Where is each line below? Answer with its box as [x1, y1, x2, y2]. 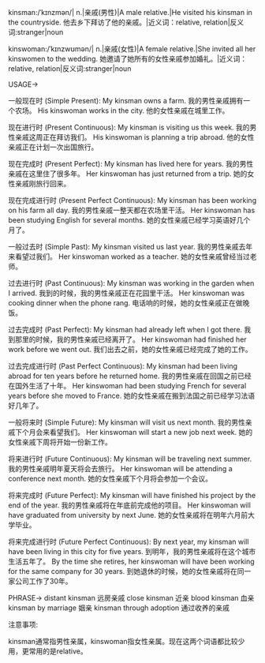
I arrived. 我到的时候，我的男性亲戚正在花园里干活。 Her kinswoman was [8, 288, 245, 298]
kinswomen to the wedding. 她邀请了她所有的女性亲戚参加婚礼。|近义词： [8, 54, 248, 63]
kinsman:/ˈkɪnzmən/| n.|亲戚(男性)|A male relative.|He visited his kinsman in [8, 8, 252, 17]
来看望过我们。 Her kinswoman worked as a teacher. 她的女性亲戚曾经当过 [8, 252, 250, 261]
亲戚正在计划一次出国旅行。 [8, 142, 99, 152]
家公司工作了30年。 [8, 576, 73, 586]
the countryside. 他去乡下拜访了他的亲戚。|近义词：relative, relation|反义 [8, 17, 244, 27]
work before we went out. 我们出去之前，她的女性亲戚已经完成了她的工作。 [8, 345, 252, 354]
